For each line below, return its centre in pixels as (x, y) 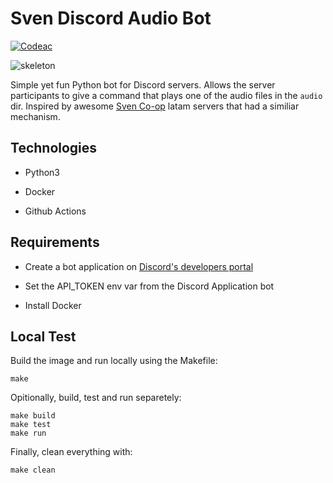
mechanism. (35, 116)
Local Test (43, 336)
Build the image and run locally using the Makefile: (114, 361)
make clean (33, 470)
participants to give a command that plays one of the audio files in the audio (166, 95)
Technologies (54, 148)
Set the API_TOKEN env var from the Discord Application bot (149, 286)
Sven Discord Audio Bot (111, 18)
